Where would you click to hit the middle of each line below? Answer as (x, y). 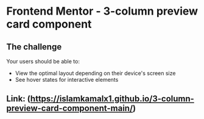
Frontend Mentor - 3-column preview (102, 11)
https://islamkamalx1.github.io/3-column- (112, 99)
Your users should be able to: (43, 61)
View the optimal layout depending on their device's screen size (95, 73)
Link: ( (19, 99)
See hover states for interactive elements (67, 80)
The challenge (34, 47)
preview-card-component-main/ (70, 108)
